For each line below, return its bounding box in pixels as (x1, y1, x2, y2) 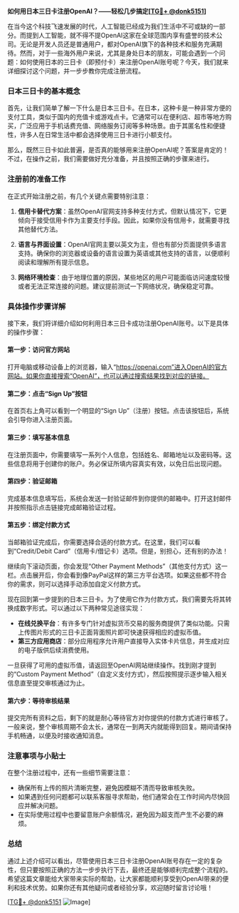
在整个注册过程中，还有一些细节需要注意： (7, 768, 132, 777)
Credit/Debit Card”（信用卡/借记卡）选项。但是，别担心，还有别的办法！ (16, 546, 229, 555)
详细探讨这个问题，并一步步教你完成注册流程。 (7, 67, 144, 75)
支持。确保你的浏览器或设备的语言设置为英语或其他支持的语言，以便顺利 (17, 249, 230, 257)
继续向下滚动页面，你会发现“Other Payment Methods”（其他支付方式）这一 (7, 561, 228, 570)
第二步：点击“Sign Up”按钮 (7, 389, 87, 398)
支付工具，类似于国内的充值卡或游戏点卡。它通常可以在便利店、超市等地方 (7, 113, 225, 121)
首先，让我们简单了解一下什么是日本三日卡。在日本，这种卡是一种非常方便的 (7, 103, 232, 113)
